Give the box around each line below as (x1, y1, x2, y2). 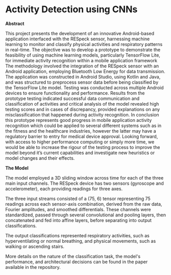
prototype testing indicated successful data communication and (5, 95, 140, 102)
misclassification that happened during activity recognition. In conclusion (5, 111, 159, 118)
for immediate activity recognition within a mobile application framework (5, 57, 157, 63)
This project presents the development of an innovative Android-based (5, 30, 155, 36)
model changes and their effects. (5, 155, 75, 161)
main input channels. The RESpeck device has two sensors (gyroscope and (5, 180, 164, 186)
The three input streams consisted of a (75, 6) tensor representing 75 (5, 195, 151, 202)
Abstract (5, 20, 25, 27)
